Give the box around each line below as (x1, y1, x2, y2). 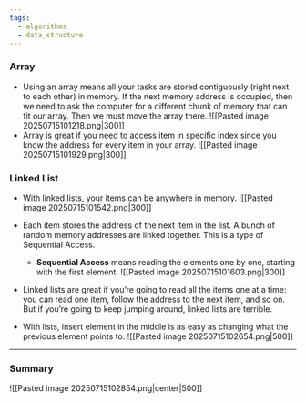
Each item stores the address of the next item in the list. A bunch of (22, 220, 276, 231)
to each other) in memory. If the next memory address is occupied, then (22, 90, 293, 101)
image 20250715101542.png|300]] (22, 201, 152, 212)
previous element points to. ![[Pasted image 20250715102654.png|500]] (22, 330, 294, 342)
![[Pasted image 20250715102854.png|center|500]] (9, 383, 203, 394)
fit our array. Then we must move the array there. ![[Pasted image (22, 110, 269, 121)
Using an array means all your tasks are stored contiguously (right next (22, 81, 290, 92)
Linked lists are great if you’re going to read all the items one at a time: (22, 284, 287, 294)
